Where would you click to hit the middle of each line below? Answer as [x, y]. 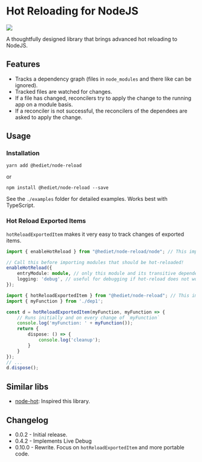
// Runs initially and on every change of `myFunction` [89, 318]
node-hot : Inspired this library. [52, 401]
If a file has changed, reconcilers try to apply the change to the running [103, 98]
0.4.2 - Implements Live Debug [53, 441]
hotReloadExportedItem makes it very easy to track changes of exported [95, 234]
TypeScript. [20, 205]
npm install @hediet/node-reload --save [58, 188]
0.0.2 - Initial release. [41, 434]
